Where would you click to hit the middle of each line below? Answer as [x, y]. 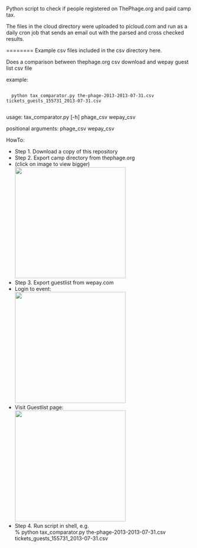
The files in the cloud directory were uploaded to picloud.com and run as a [97, 26]
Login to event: [33, 289]
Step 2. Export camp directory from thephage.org [75, 158]
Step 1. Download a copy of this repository [66, 151]
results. [15, 39]
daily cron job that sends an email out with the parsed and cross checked [95, 33]
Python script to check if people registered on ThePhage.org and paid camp [99, 9]
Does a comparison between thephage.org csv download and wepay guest [97, 62]
